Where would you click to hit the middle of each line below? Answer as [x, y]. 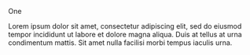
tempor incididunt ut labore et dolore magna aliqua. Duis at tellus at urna [125, 34]
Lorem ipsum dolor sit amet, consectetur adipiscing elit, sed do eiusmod [125, 26]
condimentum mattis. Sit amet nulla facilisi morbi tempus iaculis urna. [120, 43]
